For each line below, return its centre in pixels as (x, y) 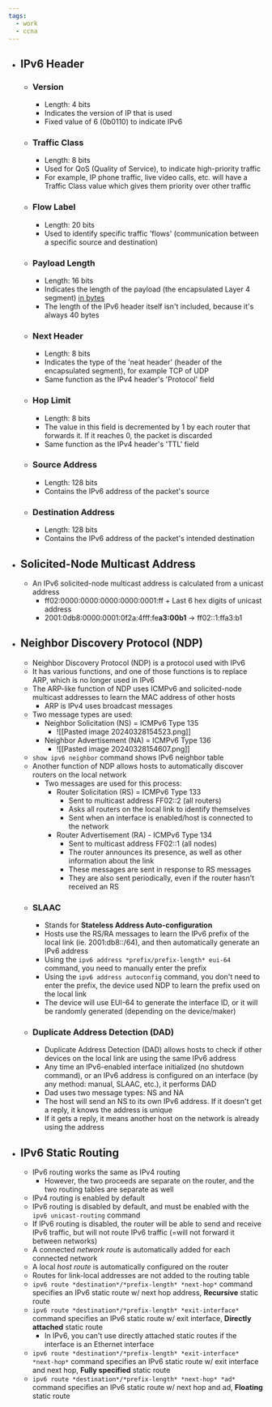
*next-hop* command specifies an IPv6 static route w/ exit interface (145, 1362)
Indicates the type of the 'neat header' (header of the (133, 362)
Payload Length (64, 262)
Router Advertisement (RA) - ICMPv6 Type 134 (134, 834)
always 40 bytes (72, 315)
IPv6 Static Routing (70, 1152)
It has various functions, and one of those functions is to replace (140, 671)
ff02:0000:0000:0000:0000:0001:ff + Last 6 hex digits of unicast (153, 600)
